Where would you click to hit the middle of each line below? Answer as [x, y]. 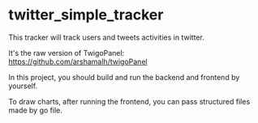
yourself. [23, 86]
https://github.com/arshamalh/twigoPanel [78, 61]
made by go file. [35, 110]
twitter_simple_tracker [86, 15]
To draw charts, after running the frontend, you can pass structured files [129, 101]
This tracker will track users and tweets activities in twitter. [106, 37]
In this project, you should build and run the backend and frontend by [124, 77]
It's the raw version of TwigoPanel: [67, 53]
